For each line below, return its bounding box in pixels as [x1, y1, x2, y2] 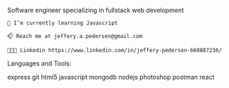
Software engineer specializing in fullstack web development [7, 6, 185, 14]
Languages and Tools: [7, 59, 72, 68]
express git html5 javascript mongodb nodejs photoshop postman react [7, 73, 215, 81]
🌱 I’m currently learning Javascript [7, 20, 118, 27]
